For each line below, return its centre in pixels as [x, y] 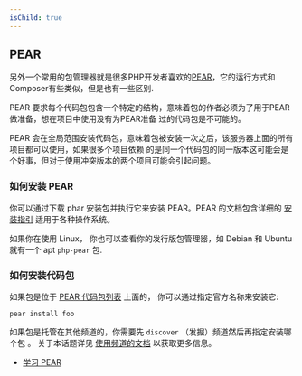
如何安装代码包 [42, 275]
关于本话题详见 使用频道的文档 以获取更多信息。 [127, 343]
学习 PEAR [42, 362]
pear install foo [42, 314]
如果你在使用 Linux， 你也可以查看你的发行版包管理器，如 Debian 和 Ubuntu [151, 238]
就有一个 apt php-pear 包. [56, 249]
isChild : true [36, 18]
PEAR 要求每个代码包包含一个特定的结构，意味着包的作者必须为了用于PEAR [150, 108]
